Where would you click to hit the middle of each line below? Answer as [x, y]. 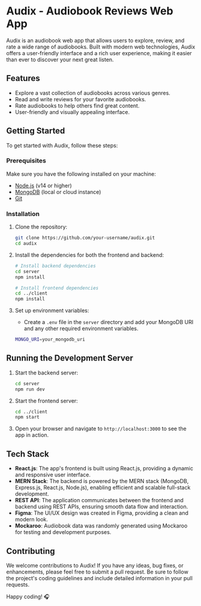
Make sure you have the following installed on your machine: [81, 174]
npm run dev [30, 389]
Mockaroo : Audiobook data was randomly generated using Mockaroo [101, 526]
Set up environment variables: [52, 311]
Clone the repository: [41, 227]
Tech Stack [28, 454]
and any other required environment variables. [81, 329]
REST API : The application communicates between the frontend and [99, 500]
